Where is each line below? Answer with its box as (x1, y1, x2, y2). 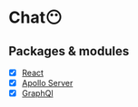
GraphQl (21, 88, 54, 99)
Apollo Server (21, 78, 74, 89)
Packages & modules (8, 44, 130, 59)
